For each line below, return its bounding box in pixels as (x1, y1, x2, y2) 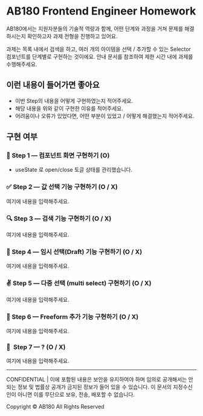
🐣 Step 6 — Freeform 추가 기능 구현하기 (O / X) (6, 313, 139, 321)
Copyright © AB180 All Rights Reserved (6, 403, 105, 411)
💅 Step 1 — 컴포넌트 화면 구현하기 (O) (6, 151, 110, 160)
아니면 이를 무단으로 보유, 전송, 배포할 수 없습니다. (17, 391, 135, 398)
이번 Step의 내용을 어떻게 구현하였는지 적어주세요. (14, 97, 134, 104)
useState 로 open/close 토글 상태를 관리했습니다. (14, 166, 133, 174)
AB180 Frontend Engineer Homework (6, 4, 196, 18)
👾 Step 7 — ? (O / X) (6, 343, 66, 351)
